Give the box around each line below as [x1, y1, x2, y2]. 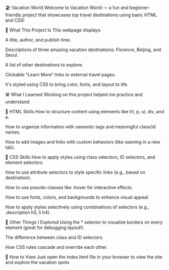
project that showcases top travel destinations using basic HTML [22, 12, 157, 18]
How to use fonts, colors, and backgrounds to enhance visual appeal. [5, 194, 150, 200]
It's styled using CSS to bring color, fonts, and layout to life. [5, 81, 129, 87]
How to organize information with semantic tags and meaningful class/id [5, 124, 156, 129]
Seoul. [5, 52, 19, 58]
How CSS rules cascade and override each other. [5, 244, 108, 250]
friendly [5, 12, 22, 18]
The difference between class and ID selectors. [5, 235, 103, 240]
